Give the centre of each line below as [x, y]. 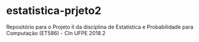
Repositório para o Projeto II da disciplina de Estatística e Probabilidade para [100, 27]
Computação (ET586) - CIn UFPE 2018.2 [56, 33]
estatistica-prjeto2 [54, 11]
